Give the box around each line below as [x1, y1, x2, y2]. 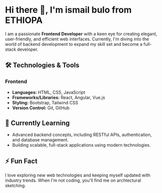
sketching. [5, 183, 26, 189]
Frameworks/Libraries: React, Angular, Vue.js [12, 95, 105, 100]
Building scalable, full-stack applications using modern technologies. [12, 142, 151, 148]
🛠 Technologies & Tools [5, 61, 80, 70]
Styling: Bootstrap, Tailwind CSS [12, 99, 79, 105]
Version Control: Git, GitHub [12, 105, 70, 111]
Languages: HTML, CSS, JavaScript [12, 89, 85, 95]
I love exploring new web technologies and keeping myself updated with [5, 173, 150, 178]
